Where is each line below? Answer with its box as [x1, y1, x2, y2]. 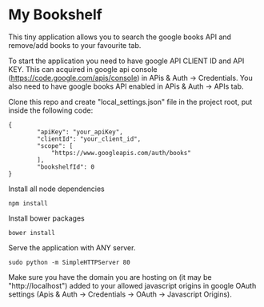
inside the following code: [8, 106, 94, 115]
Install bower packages [8, 213, 86, 223]
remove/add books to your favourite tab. [8, 40, 142, 50]
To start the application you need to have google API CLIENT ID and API [8, 56, 245, 66]
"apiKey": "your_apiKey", [37, 128, 124, 136]
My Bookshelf [8, 6, 102, 24]
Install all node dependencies [8, 184, 106, 193]
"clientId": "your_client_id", [37, 134, 142, 143]
